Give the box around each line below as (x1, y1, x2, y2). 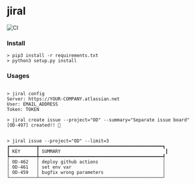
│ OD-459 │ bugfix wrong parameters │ (7, 169, 166, 175)
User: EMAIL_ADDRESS (7, 101, 59, 107)
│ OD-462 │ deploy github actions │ (7, 159, 166, 165)
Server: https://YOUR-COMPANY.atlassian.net (7, 96, 120, 102)
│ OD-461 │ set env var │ (7, 164, 166, 170)
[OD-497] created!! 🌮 (7, 122, 61, 128)
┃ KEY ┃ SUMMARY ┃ (7, 148, 169, 154)
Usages (7, 72, 29, 80)
